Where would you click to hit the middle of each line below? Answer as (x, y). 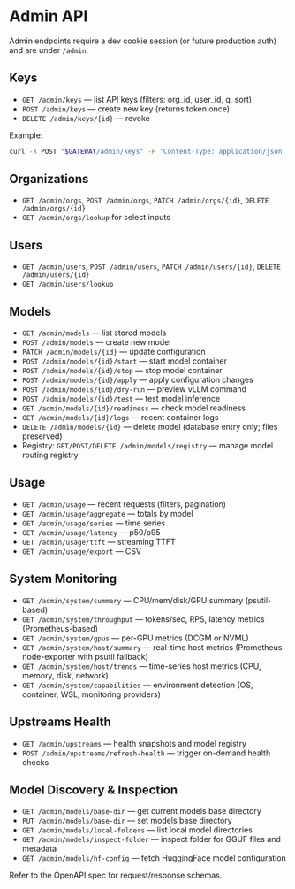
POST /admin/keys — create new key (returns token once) (126, 109)
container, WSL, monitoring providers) (91, 694)
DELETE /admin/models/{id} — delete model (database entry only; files (150, 427)
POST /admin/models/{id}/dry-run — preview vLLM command (134, 389)
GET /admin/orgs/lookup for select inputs (96, 218)
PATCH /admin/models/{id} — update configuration (113, 352)
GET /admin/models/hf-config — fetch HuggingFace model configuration (154, 858)
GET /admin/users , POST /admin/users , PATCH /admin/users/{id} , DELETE (151, 266)
